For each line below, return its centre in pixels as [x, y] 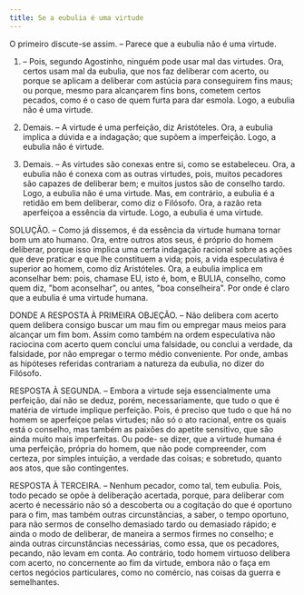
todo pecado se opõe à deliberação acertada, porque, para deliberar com [147, 495]
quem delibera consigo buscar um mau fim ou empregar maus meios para [148, 324]
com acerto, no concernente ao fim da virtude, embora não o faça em [140, 562]
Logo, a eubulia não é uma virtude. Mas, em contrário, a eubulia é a [148, 193]
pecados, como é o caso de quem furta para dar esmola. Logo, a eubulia [158, 100]
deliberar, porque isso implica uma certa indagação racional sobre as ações [151, 249]
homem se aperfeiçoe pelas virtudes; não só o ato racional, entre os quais [148, 420]
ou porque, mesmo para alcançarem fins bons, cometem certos [142, 90]
